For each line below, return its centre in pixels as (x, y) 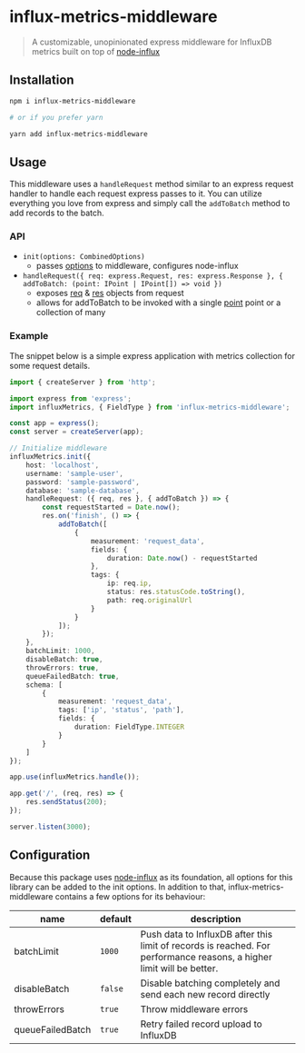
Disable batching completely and (210, 983)
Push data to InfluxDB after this (207, 934)
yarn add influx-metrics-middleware (79, 134)
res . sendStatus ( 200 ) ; (66, 802)
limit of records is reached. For (205, 945)
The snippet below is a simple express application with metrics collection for (152, 355)
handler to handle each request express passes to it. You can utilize (136, 194)
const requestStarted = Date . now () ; (111, 507)
